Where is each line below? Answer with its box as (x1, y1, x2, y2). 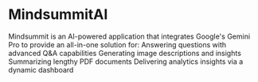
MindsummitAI (8, 6, 108, 24)
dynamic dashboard (8, 65, 74, 74)
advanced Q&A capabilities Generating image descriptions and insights (8, 48, 241, 58)
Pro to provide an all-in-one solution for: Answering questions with (8, 39, 227, 49)
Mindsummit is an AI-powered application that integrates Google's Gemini (8, 32, 251, 41)
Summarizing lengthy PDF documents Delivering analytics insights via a (8, 57, 244, 66)
